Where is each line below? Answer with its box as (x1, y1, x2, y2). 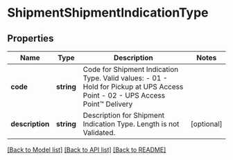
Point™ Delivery (83, 99, 133, 109)
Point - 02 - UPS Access (83, 91, 165, 100)
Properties (7, 33, 54, 44)
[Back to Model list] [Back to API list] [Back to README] (7, 145, 166, 154)
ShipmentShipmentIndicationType (7, 5, 209, 21)
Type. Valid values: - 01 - (83, 73, 168, 82)
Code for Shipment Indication (83, 64, 179, 74)
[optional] (190, 119, 223, 129)
